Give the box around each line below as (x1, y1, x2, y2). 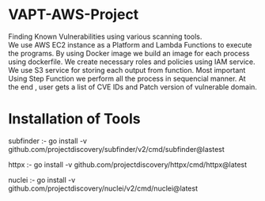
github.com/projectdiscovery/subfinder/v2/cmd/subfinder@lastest (8, 144, 225, 154)
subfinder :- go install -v (8, 136, 87, 146)
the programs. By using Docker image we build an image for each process (8, 48, 250, 58)
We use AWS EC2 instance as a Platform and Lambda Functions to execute (8, 40, 252, 49)
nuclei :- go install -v (8, 175, 76, 184)
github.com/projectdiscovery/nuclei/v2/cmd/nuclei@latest (8, 184, 198, 193)
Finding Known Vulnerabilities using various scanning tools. (8, 32, 203, 41)
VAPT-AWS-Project (8, 6, 139, 24)
